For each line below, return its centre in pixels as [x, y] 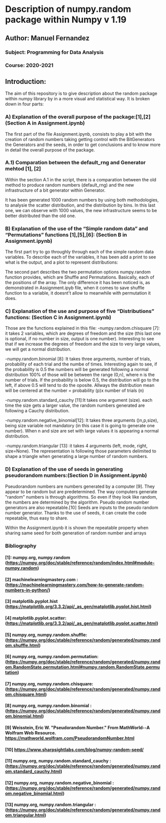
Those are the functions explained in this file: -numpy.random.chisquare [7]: [83, 328]
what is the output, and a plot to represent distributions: [62, 262]
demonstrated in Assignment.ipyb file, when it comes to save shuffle [75, 288]
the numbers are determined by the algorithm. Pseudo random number [77, 502]
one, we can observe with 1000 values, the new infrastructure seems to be [81, 210]
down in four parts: [24, 104]
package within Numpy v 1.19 [66, 20]
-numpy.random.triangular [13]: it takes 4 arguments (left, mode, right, [76, 446]
